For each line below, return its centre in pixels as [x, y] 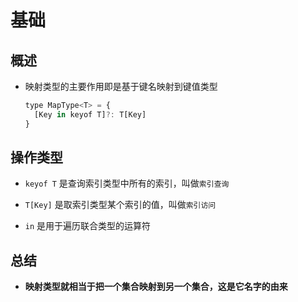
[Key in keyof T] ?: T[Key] [90, 114]
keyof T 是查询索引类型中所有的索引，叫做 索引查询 [127, 183]
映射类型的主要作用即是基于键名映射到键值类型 [121, 86]
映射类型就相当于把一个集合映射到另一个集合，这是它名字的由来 [156, 287]
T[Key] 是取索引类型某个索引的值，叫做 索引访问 [120, 205]
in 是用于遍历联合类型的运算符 [88, 226]
